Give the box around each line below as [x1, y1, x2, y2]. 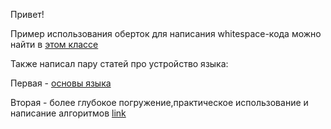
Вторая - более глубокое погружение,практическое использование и [10, 97, 309, 108]
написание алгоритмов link [10, 107, 127, 119]
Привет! [10, 9, 45, 20]
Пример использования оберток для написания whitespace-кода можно [10, 28, 322, 39]
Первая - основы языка [10, 77, 112, 89]
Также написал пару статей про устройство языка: [10, 58, 229, 69]
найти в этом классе [10, 39, 99, 50]
